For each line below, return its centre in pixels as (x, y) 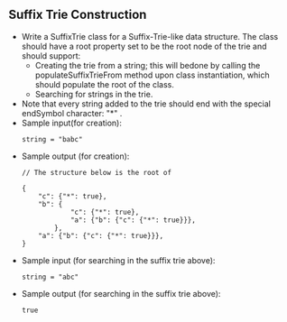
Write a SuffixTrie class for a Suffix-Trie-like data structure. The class (150, 36)
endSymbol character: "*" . (72, 113)
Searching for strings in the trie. (94, 94)
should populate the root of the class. (105, 84)
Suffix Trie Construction (78, 15)
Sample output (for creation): (75, 156)
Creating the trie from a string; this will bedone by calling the (148, 65)
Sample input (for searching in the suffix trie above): (118, 260)
